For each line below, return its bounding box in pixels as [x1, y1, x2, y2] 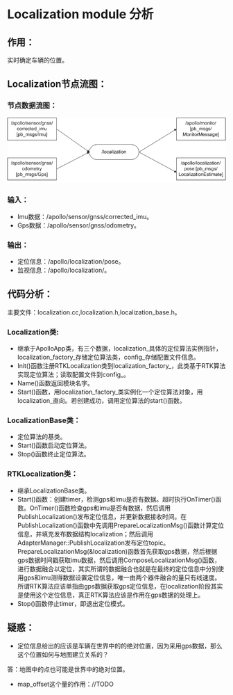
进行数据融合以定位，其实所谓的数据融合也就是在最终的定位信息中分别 [17, 564, 218, 573]
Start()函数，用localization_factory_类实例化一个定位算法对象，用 [17, 388, 203, 397]
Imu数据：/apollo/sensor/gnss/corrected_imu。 [17, 212, 153, 221]
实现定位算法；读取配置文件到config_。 [17, 370, 130, 379]
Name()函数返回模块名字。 [17, 379, 94, 388]
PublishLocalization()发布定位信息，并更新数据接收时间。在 [17, 512, 187, 520]
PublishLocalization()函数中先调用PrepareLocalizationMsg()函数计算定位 [17, 521, 224, 529]
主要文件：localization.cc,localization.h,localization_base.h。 [7, 307, 182, 317]
